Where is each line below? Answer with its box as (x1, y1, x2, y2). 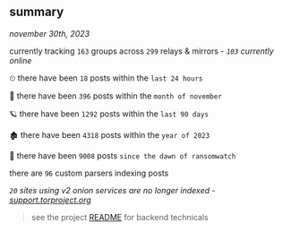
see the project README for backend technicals (30, 211, 209, 222)
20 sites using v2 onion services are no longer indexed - (9, 184, 216, 195)
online (9, 55, 32, 65)
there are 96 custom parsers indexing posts (9, 167, 169, 178)
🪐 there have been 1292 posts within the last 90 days (9, 108, 209, 119)
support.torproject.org (9, 194, 91, 205)
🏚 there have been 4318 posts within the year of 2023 (9, 129, 210, 140)
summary (9, 4, 64, 20)
